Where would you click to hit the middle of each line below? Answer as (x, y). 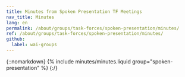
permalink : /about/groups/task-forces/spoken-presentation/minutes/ (93, 28)
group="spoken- (152, 61)
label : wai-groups (35, 45)
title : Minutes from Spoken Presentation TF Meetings (74, 12)
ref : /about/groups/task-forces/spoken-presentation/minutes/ (85, 34)
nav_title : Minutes (30, 17)
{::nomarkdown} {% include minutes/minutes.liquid (68, 61)
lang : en (17, 23)
